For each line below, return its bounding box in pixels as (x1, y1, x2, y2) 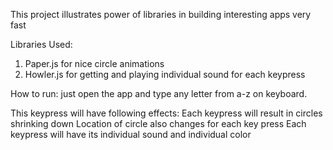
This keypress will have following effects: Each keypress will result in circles (10, 107, 323, 119)
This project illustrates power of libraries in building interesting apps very (10, 9, 312, 20)
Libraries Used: (10, 39, 73, 50)
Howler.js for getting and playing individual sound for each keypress (24, 69, 306, 80)
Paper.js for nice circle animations (24, 58, 165, 69)
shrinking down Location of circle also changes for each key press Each (10, 118, 307, 129)
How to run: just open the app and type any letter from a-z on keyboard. (10, 88, 308, 99)
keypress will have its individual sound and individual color (10, 129, 252, 140)
